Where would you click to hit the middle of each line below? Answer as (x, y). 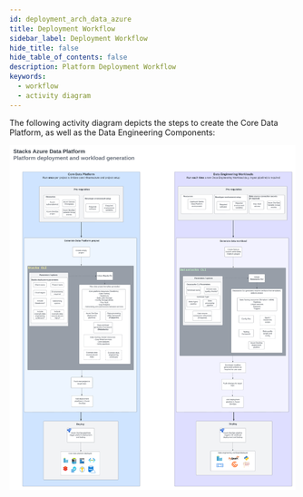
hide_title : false (44, 48)
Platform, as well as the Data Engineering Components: (112, 132)
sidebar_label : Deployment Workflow (78, 38)
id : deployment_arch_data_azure (70, 19)
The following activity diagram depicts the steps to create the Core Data (144, 122)
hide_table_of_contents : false (68, 58)
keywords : (28, 77)
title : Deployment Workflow (63, 29)
